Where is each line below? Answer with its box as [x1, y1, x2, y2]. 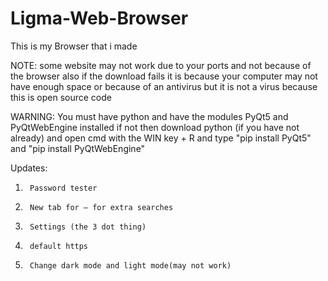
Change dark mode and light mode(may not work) [29, 260, 232, 271]
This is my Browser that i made [10, 40, 138, 52]
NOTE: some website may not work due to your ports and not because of [10, 59, 312, 71]
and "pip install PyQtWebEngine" [10, 142, 146, 154]
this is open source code [10, 91, 112, 103]
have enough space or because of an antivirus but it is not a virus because [10, 80, 318, 92]
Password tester [29, 183, 98, 193]
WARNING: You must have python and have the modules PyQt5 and [10, 110, 289, 122]
